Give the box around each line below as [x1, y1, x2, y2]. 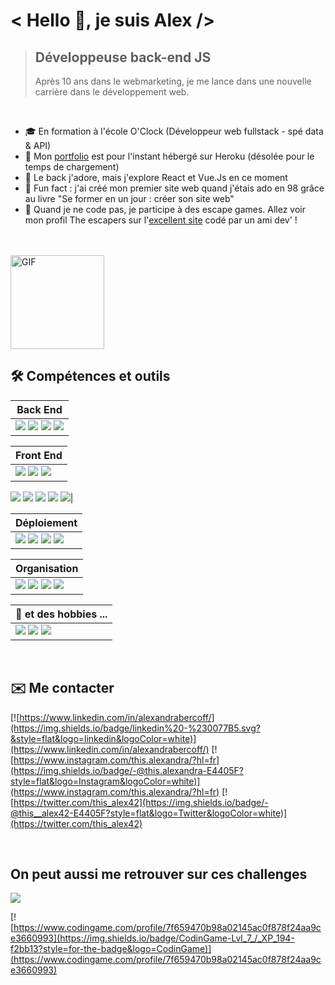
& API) [24, 140, 52, 151]
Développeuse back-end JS [34, 49, 212, 66]
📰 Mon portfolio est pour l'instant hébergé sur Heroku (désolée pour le [24, 150, 315, 162]
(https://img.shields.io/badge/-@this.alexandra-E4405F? [10, 764, 244, 776]
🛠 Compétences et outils [10, 368, 171, 385]
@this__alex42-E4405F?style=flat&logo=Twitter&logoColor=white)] [10, 807, 288, 819]
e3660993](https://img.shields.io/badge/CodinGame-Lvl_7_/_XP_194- [10, 932, 295, 944]
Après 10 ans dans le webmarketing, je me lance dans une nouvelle [34, 75, 312, 87]
